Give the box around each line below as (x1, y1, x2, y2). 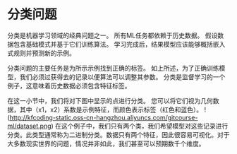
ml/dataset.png (7, 122, 51, 130)
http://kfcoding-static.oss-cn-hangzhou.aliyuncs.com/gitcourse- (9, 113, 198, 122)
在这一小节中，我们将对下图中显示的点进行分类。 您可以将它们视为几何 (7, 96, 213, 105)
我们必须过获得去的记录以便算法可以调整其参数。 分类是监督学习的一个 (19, 72, 226, 81)
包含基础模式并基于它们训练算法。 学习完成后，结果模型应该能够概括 (13, 40, 213, 48)
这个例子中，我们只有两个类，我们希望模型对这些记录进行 (61, 122, 229, 130)
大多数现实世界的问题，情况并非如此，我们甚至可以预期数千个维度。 (7, 139, 205, 148)
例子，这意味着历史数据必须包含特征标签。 (7, 81, 131, 90)
